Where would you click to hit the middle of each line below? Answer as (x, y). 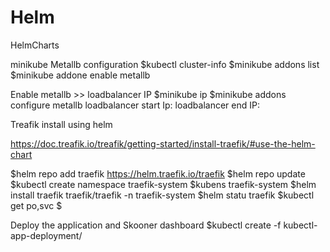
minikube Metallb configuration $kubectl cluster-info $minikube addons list (165, 64)
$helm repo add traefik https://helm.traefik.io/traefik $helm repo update (158, 173)
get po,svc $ (36, 205)
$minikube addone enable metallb (80, 75)
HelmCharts (35, 45)
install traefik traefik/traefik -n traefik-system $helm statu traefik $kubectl (162, 195)
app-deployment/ (46, 235)
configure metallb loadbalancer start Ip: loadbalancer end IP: (135, 105)
